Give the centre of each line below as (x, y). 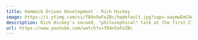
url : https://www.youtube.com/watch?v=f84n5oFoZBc (70, 28)
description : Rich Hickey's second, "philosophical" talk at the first (96, 22)
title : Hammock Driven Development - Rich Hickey (68, 11)
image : (14, 17)
